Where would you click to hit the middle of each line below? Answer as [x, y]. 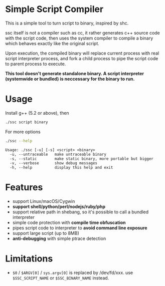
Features [24, 187]
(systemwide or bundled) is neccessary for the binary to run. [70, 79]
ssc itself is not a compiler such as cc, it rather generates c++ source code [83, 33]
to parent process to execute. [36, 64]
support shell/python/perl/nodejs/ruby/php [59, 206]
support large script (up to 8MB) [46, 233]
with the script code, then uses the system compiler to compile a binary [79, 38]
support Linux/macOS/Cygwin [44, 201]
